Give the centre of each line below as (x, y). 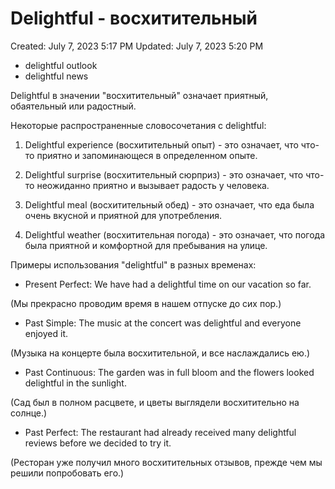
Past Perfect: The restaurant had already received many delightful (160, 432)
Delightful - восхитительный (134, 18)
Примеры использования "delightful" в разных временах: (133, 264)
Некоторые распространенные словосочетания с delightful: (138, 125)
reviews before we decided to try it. (98, 443)
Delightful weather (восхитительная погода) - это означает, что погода (175, 234)
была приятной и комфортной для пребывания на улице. (146, 245)
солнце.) (29, 413)
